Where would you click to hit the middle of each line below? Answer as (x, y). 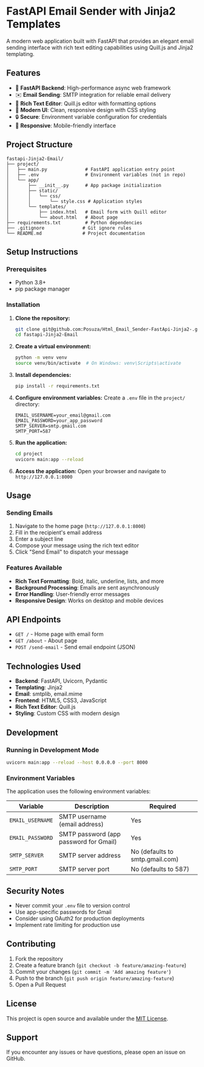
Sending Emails (30, 513)
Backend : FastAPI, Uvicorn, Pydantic (61, 681)
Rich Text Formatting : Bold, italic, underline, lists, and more (90, 581)
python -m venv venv (41, 357)
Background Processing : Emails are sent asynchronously (87, 587)
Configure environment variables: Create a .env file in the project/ (100, 398)
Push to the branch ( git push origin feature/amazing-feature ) (94, 978)
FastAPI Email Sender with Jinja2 (91, 11)
